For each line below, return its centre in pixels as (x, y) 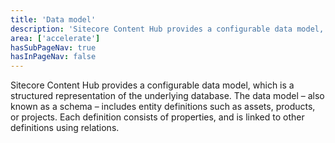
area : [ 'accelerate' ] (55, 38)
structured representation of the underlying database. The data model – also (167, 96)
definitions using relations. (65, 128)
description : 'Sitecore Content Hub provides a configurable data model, (167, 29)
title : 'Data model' (53, 19)
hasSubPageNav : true (53, 47)
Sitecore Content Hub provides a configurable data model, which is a (152, 85)
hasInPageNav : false (53, 57)
